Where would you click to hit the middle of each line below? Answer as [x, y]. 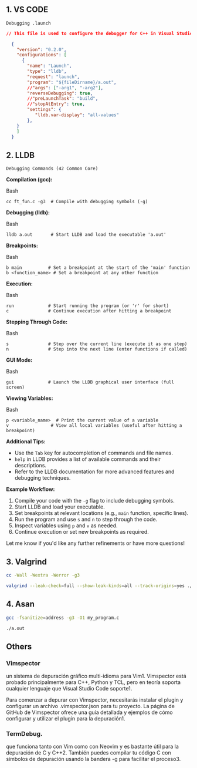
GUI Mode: [19, 360]
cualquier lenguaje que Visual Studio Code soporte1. [69, 689]
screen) [16, 388]
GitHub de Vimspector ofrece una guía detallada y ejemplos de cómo [89, 712]
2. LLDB [21, 155]
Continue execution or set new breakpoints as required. [82, 532]
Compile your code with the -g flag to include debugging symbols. [94, 501]
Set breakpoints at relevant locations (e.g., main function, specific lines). [101, 513]
